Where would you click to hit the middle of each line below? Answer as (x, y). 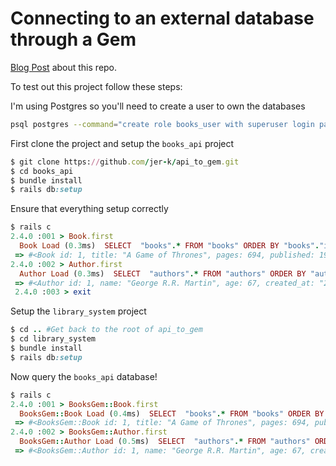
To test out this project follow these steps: (96, 86)
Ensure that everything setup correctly (89, 209)
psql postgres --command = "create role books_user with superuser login (162, 124)
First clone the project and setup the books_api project (122, 143)
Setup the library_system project (78, 311)
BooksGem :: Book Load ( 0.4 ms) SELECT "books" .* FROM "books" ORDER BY (172, 413)
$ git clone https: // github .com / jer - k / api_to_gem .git (125, 162)
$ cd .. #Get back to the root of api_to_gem (106, 330)
